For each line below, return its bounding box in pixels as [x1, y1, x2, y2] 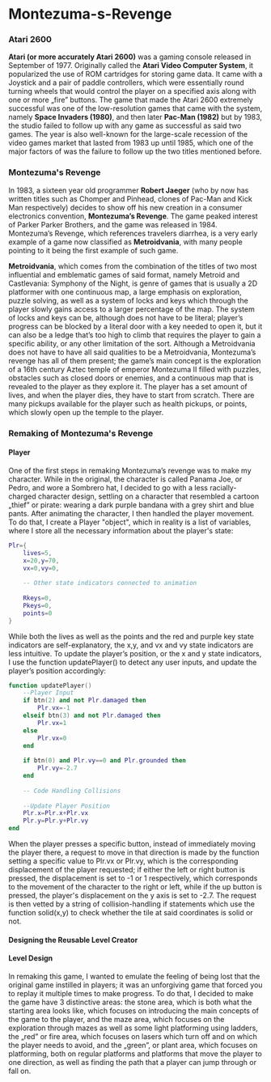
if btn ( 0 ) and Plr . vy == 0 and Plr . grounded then [23, 757, 187, 765]
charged [8, 491, 36, 501]
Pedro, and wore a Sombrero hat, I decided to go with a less [8, 482, 209, 492]
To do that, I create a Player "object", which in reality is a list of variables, [8, 517, 252, 527]
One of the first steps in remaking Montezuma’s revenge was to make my [8, 465, 252, 475]
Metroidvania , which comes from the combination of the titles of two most [8, 261, 257, 271]
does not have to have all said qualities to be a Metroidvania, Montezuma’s [8, 347, 256, 357]
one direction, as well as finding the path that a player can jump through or [8, 1057, 257, 1067]
